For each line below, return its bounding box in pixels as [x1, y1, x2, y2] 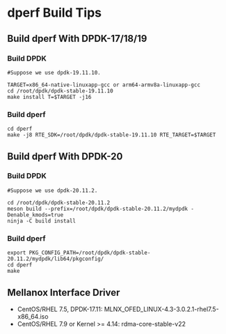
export [7, 249, 26, 257]
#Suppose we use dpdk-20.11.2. [7, 186, 98, 194]
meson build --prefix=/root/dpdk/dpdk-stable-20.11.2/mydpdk [7, 205, 188, 212]
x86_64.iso [17, 312, 49, 321]
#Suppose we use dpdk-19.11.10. [7, 69, 101, 76]
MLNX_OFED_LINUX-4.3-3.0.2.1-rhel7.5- [104, 305, 219, 313]
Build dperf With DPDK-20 [7, 150, 123, 162]
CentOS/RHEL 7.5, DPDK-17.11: [17, 305, 103, 313]
